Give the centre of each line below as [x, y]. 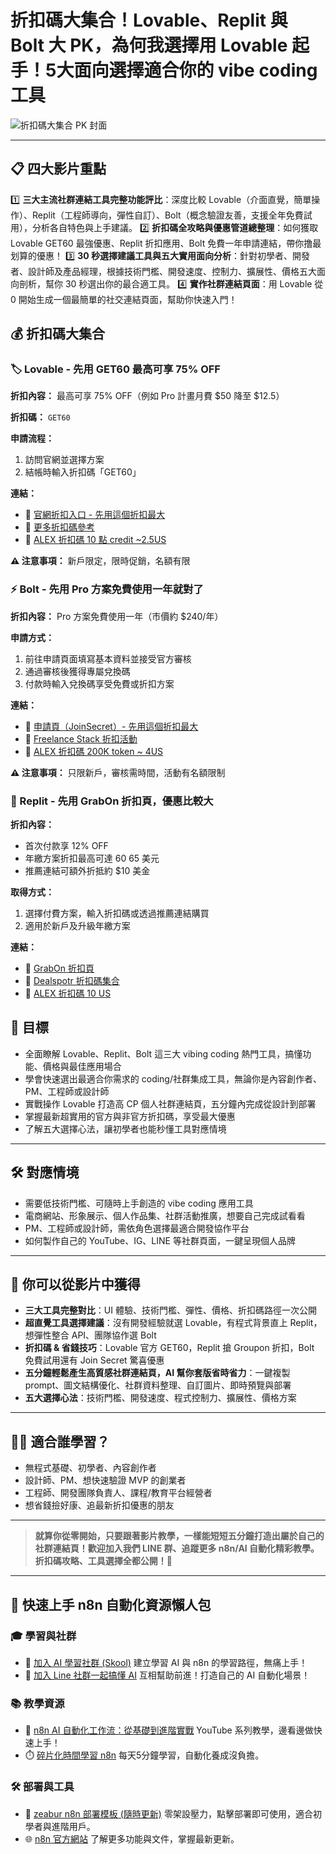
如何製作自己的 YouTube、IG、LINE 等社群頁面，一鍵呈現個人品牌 [160, 1240]
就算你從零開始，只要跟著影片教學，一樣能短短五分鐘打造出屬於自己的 [179, 1536]
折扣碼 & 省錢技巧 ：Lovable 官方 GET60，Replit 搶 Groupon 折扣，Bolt [169, 1348]
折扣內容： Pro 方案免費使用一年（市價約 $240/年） [117, 616]
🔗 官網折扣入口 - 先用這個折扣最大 [95, 515]
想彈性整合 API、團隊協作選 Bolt [90, 1335]
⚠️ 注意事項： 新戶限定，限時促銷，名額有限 [100, 561]
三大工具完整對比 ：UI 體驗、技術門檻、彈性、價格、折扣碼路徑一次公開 [170, 1310]
